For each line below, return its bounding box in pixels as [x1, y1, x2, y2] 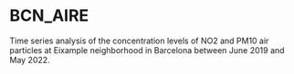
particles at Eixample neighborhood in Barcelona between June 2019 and [9, 44, 285, 55]
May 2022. [9, 54, 50, 65]
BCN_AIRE [9, 5, 89, 26]
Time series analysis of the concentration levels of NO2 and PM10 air [9, 35, 269, 46]
